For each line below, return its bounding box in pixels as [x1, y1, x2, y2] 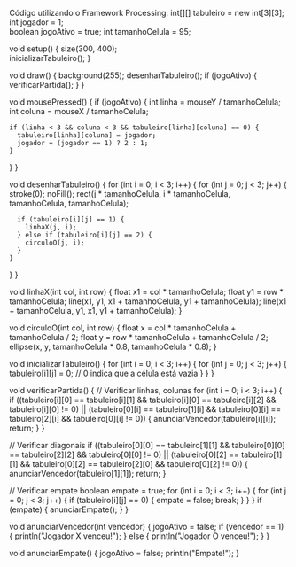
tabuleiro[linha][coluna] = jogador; [17, 131, 157, 140]
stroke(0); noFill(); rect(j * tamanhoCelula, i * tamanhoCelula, [9, 189, 231, 198]
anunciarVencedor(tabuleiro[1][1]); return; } [9, 469, 167, 478]
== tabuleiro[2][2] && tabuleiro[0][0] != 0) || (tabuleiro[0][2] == [9, 449, 239, 460]
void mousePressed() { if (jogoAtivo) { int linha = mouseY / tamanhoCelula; [9, 97, 281, 107]
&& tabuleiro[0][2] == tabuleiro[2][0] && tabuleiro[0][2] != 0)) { [19, 459, 248, 469]
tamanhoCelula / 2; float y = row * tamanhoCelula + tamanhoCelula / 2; [9, 332, 269, 342]
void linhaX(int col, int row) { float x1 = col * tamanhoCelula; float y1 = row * [9, 287, 284, 297]
